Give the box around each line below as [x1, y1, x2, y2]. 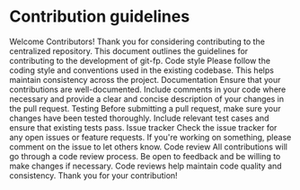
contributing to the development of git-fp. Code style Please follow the [9, 55, 271, 66]
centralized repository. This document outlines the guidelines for [9, 45, 249, 56]
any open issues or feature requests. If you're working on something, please [9, 131, 292, 142]
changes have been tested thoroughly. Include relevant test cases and [9, 113, 269, 123]
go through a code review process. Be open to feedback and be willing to [9, 150, 281, 161]
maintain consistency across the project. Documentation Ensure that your [9, 74, 281, 85]
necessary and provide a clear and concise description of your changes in [9, 93, 285, 104]
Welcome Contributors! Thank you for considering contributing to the [9, 36, 265, 47]
